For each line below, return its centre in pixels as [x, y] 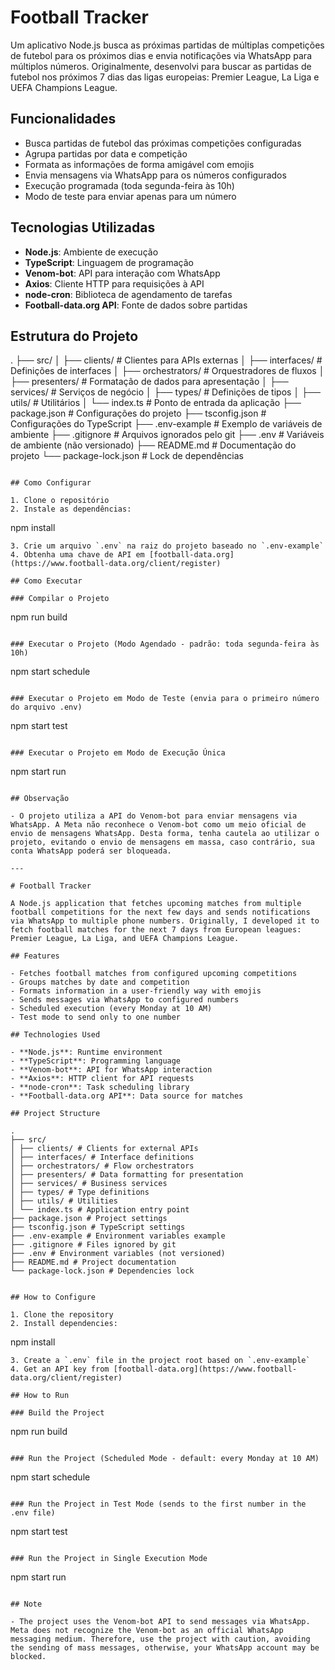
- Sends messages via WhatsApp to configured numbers [125, 1000]
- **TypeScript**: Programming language [96, 1061]
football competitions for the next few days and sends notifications [160, 912]
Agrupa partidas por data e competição [106, 153]
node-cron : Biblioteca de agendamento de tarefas [128, 294]
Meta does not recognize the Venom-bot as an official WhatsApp [147, 1631]
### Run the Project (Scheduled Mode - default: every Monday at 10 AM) [165, 1459]
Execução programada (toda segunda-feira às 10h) [129, 185]
